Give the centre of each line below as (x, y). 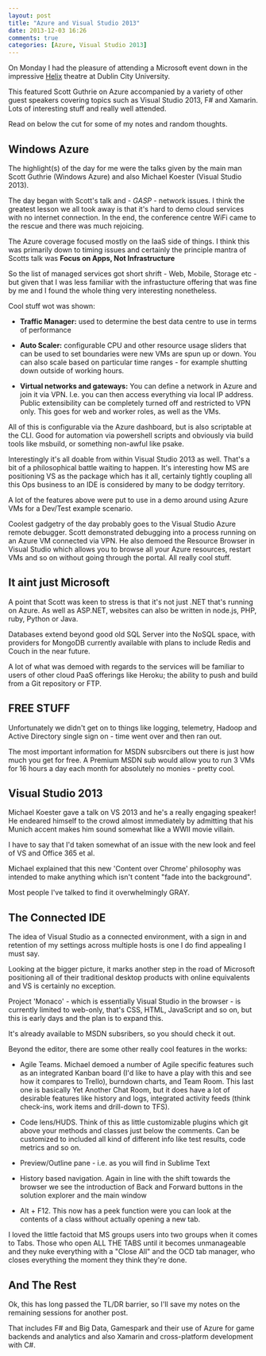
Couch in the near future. (49, 651)
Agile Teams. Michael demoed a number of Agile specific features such (137, 1065)
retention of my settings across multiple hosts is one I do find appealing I (127, 945)
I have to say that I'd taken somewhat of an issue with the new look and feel (132, 845)
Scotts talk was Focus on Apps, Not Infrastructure (92, 258)
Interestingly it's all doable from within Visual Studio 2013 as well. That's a (129, 459)
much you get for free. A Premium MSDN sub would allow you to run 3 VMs (132, 760)
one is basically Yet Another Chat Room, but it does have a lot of (125, 1090)
